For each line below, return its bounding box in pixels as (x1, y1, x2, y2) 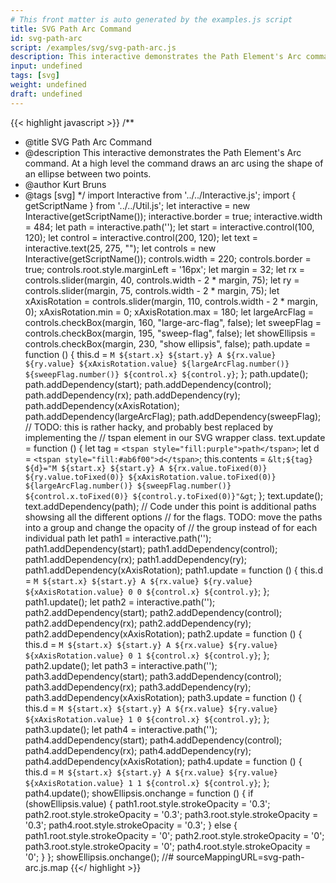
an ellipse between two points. (24, 167, 152, 180)
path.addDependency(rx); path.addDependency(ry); (24, 389, 241, 401)
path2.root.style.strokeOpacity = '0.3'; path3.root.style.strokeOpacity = (24, 808, 319, 820)
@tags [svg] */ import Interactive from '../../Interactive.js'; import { (24, 189, 297, 201)
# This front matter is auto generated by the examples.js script (10, 14, 293, 25)
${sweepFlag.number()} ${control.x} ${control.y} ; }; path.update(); (24, 367, 309, 380)
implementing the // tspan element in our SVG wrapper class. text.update (24, 431, 326, 443)
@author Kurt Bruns (24, 178, 107, 190)
